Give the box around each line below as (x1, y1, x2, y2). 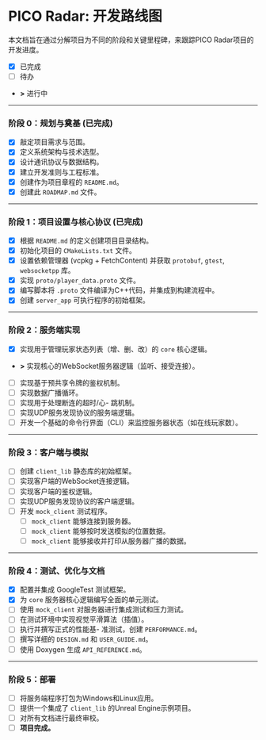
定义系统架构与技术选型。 (19, 148, 104, 157)
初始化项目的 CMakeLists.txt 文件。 (19, 246, 136, 255)
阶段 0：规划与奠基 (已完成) (8, 117, 113, 128)
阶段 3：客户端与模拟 (8, 447, 89, 458)
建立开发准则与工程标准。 (19, 167, 104, 177)
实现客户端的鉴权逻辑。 (19, 486, 97, 496)
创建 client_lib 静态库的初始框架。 (19, 466, 136, 476)
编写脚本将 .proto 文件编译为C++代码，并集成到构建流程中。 (19, 286, 219, 295)
